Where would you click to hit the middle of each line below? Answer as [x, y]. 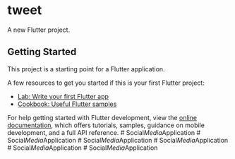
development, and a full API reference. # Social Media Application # [104, 132]
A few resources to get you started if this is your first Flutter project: [106, 83]
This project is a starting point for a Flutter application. [86, 69]
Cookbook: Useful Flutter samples [67, 104]
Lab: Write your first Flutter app [63, 96]
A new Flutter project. [39, 30]
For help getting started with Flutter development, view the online [102, 117]
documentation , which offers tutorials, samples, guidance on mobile [106, 125]
